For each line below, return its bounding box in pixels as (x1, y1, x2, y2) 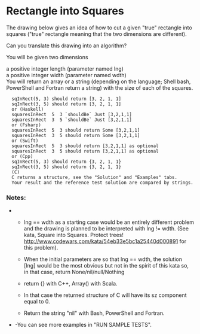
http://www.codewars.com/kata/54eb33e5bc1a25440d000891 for (23, 238, 187, 245)
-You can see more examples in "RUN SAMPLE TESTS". (14, 321, 152, 329)
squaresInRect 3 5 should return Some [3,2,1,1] (11, 132, 140, 138)
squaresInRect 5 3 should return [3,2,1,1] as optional (11, 142, 159, 149)
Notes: (6, 193, 26, 202)
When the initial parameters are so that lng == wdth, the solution (23, 256, 183, 263)
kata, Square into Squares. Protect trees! (23, 232, 124, 239)
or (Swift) (11, 138, 39, 144)
